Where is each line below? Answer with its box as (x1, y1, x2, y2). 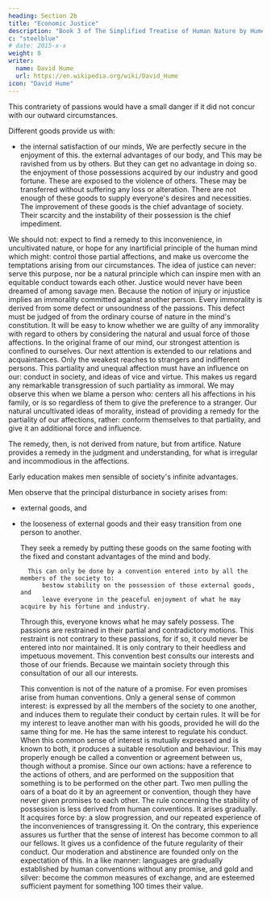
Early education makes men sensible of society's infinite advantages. (8, 472, 239, 481)
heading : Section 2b (8, 11, 78, 20)
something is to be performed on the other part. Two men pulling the (19, 778, 248, 788)
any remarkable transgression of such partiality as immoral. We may (8, 380, 235, 390)
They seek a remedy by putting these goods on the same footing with (19, 543, 252, 552)
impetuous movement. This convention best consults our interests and (19, 651, 255, 661)
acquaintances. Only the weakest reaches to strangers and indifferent (8, 355, 240, 364)
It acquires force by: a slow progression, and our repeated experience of (19, 813, 261, 822)
